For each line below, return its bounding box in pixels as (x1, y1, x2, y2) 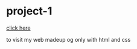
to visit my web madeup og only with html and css (6, 36, 131, 43)
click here (6, 24, 31, 31)
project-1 (6, 4, 53, 18)
